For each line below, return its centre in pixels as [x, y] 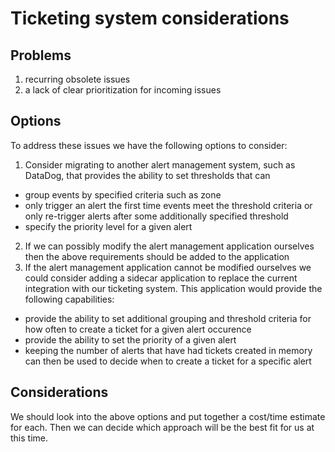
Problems [41, 55]
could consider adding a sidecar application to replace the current [161, 278]
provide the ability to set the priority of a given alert [130, 339]
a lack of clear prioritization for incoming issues [123, 90]
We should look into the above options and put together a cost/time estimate [168, 416]
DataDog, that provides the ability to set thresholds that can [147, 175]
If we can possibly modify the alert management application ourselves [169, 246]
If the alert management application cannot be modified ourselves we [168, 267]
